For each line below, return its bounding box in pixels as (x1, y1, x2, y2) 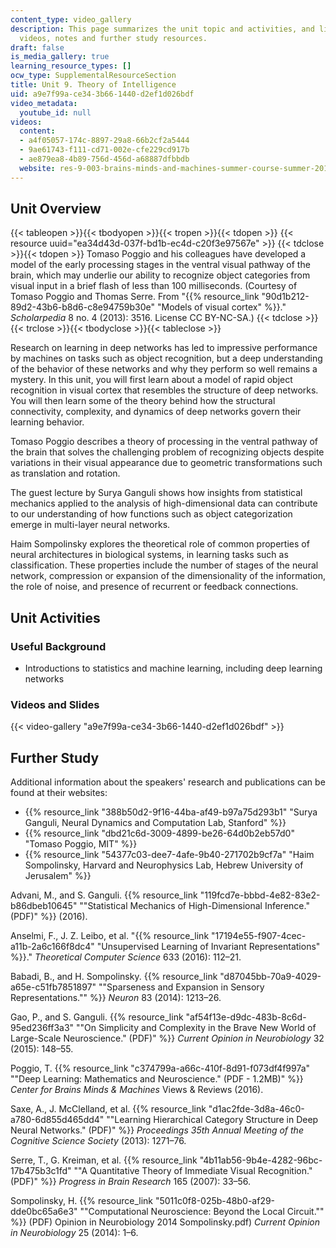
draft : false (10, 42, 65, 53)
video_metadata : (10, 98, 78, 108)
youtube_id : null (19, 107, 92, 118)
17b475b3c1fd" (10, 1165, 72, 1177)
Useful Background (10, 639, 107, 653)
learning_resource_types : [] (10, 61, 132, 71)
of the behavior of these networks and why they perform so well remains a (10, 363, 318, 375)
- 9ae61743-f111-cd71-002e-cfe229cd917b (19, 145, 190, 155)
